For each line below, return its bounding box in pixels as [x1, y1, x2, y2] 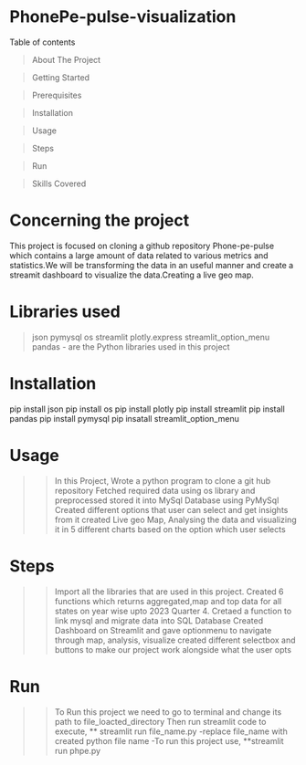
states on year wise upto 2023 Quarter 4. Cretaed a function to [54, 605, 292, 616]
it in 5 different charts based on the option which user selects [54, 523, 286, 535]
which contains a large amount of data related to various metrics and [9, 249, 269, 261]
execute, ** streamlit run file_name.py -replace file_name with [54, 726, 288, 737]
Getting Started [31, 71, 90, 83]
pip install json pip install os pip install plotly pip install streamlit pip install [9, 403, 285, 414]
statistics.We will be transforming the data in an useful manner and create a [9, 259, 294, 270]
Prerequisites [31, 89, 82, 100]
